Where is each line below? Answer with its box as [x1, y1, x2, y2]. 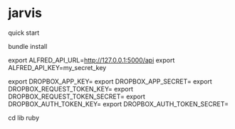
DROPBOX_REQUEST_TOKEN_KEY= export [8, 84, 134, 93]
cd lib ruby [8, 113, 40, 122]
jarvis [8, 5, 42, 21]
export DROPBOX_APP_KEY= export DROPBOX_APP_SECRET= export [8, 77, 212, 86]
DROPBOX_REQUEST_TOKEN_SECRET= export [8, 92, 145, 101]
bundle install [8, 42, 48, 50]
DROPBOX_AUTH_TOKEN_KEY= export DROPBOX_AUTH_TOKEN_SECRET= [8, 99, 229, 108]
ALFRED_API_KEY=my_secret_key [8, 63, 107, 72]
